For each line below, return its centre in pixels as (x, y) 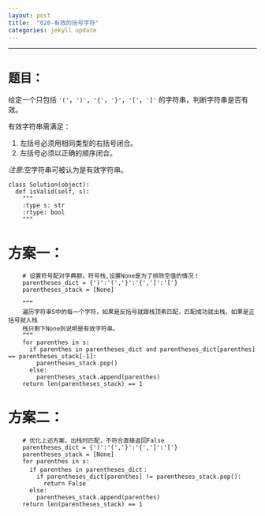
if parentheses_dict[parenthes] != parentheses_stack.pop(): (139, 477)
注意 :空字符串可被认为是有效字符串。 (68, 170)
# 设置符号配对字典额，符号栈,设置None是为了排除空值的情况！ (111, 276)
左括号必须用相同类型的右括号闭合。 (78, 144)
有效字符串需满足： (39, 126)
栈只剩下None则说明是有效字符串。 (71, 329)
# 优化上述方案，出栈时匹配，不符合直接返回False (93, 441)
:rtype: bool (44, 213)
